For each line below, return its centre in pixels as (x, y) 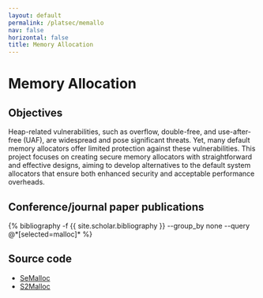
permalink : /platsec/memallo (56, 23)
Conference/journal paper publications (106, 207)
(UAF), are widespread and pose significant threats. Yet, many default (137, 140)
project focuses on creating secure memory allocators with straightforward (130, 157)
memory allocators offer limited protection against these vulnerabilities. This (132, 149)
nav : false (26, 30)
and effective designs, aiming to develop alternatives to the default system (130, 166)
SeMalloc (35, 278)
